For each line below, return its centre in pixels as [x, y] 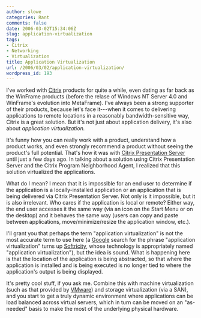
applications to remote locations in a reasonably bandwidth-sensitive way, [98, 116]
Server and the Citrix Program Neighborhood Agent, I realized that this [93, 166]
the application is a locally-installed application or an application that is [94, 190]
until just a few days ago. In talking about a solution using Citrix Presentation [100, 159]
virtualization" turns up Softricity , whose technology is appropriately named [100, 246]
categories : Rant [28, 17]
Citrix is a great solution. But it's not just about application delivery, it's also [99, 122]
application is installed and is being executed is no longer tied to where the [98, 265]
